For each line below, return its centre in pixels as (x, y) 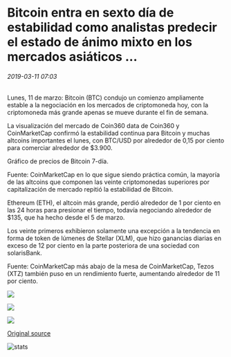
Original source (29, 333)
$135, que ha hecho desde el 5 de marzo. (66, 218)
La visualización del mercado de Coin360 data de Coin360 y (93, 126)
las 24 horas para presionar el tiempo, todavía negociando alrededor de (109, 210)
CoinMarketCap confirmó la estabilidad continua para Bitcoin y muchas (109, 134)
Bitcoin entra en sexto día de (91, 13)
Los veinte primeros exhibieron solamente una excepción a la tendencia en (114, 231)
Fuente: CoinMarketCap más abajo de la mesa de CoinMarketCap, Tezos (111, 266)
